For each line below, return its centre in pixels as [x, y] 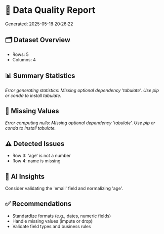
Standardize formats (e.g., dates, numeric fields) [61, 216]
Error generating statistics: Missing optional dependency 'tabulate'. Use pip [82, 90]
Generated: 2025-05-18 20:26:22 [39, 24]
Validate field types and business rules [52, 226]
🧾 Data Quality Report [50, 10]
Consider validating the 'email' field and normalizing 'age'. [64, 188]
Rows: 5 [20, 54]
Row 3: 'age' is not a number [41, 156]
